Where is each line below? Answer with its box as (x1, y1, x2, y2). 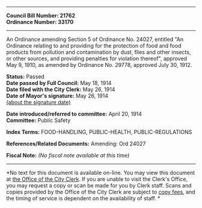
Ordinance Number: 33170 (6, 19, 74, 25)
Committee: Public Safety (6, 117, 71, 124)
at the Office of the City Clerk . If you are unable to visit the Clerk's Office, (6, 175, 188, 183)
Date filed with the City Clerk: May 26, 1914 (6, 86, 115, 93)
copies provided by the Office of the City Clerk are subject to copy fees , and (6, 188, 195, 195)
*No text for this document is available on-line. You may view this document (6, 169, 195, 176)
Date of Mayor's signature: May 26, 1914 (6, 92, 108, 99)
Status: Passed (6, 73, 45, 80)
